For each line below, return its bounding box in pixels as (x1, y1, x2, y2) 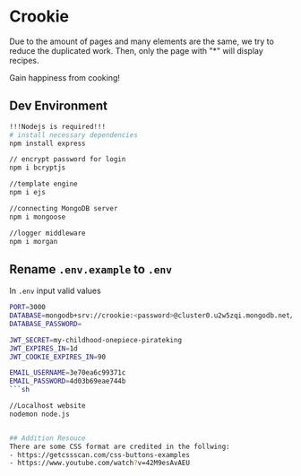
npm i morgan (9, 237, 58, 246)
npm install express (9, 139, 87, 148)
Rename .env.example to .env (9, 262, 173, 277)
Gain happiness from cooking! (9, 72, 121, 82)
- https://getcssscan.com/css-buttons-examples (9, 450, 191, 459)
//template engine (9, 179, 78, 189)
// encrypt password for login (9, 155, 126, 164)
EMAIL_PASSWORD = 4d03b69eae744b (9, 376, 126, 386)
